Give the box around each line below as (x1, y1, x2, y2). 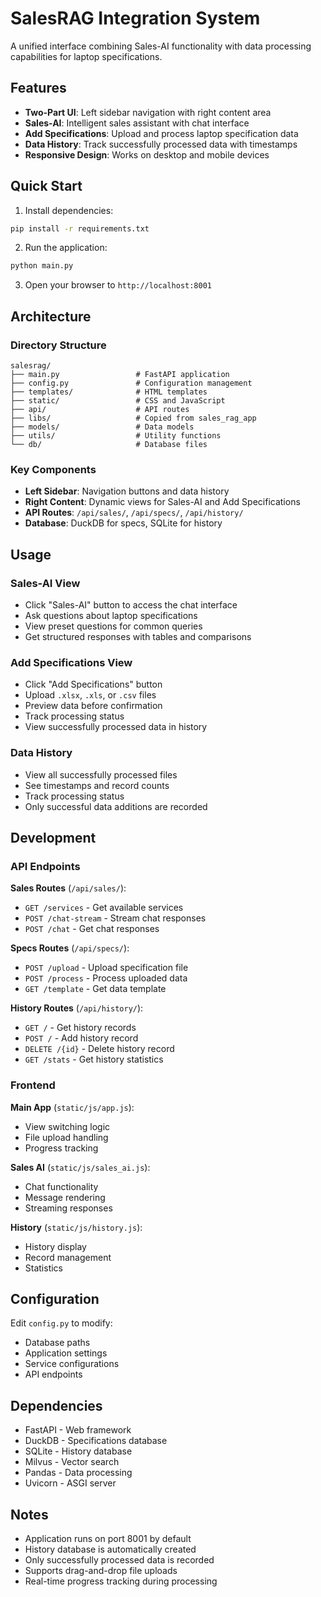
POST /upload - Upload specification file (24, 962, 189, 974)
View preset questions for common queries (24, 620, 203, 632)
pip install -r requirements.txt (10, 223, 150, 234)
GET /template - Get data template (24, 983, 167, 995)
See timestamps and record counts (24, 779, 170, 791)
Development (10, 829, 97, 846)
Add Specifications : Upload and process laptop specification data (24, 127, 299, 139)
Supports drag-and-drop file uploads (24, 1565, 178, 1576)
